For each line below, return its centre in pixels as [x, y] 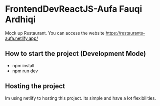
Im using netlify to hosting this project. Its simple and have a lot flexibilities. [80, 98]
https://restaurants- [125, 33]
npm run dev [25, 71]
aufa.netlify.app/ [22, 38]
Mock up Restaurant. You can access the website [55, 33]
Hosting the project [35, 86]
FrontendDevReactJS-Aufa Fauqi [74, 9]
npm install [23, 65]
